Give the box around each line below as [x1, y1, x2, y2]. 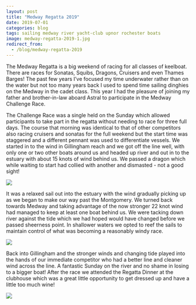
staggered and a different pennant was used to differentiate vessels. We [6, 136, 180, 144]
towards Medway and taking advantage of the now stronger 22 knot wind [6, 202, 183, 209]
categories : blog [6, 25, 49, 31]
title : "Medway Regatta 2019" [6, 14, 80, 20]
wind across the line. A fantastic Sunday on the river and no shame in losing [6, 262, 189, 269]
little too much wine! [6, 281, 55, 288]
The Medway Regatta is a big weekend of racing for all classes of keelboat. [6, 63, 187, 70]
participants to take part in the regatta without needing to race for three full [6, 118, 187, 125]
